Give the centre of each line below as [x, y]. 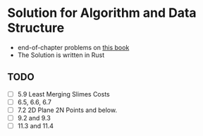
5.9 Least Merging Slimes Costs [64, 94]
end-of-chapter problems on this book [73, 47]
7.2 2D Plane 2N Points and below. [67, 110]
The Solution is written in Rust [61, 55]
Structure [36, 28]
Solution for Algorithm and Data [102, 13]
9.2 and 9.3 [34, 118]
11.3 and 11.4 [36, 126]
